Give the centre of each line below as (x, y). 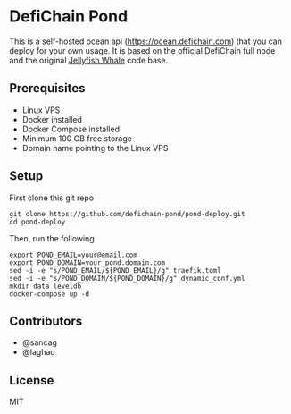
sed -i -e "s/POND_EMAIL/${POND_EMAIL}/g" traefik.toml (115, 270)
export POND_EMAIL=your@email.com (74, 255)
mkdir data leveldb (46, 286)
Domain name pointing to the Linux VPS (95, 148)
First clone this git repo (52, 198)
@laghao (38, 352)
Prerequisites (47, 88)
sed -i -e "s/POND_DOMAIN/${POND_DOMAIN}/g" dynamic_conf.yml (127, 278)
